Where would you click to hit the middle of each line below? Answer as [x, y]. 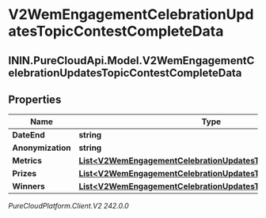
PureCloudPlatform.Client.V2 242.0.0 [68, 206]
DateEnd [28, 135]
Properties [35, 99]
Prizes [25, 174]
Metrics [27, 161]
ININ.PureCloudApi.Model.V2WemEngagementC [131, 60]
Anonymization [42, 148]
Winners [28, 186]
